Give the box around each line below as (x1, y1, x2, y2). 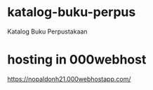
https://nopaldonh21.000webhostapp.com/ (7, 75, 131, 83)
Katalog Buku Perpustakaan (7, 27, 88, 36)
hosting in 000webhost (7, 52, 147, 68)
